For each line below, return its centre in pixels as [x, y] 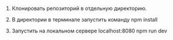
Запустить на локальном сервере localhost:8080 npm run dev [89, 31]
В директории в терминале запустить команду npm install [84, 19]
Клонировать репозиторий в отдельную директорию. [79, 8]
